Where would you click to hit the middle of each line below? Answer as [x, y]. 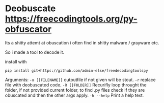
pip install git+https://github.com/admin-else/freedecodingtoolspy [77, 71]
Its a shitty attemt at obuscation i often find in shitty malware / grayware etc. [82, 42]
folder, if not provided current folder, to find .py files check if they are [75, 90]
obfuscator [28, 29]
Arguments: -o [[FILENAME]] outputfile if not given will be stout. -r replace [81, 80]
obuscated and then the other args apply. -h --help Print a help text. [74, 95]
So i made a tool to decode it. [35, 52]
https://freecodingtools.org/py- [71, 19]
